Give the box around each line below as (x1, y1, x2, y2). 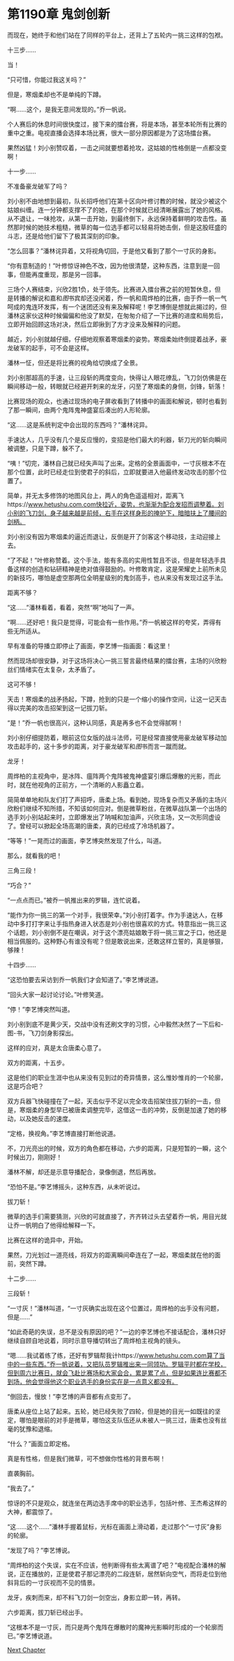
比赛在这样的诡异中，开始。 (7, 1235, 87, 1244)
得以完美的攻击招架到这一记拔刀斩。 (7, 703, 111, 712)
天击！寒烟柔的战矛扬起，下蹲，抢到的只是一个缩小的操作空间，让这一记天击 (7, 695, 227, 703)
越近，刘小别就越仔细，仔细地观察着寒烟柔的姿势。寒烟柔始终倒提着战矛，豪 (7, 335, 227, 343)
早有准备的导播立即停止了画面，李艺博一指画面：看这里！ (7, 641, 172, 650)
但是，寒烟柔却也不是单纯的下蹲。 (7, 90, 105, 99)
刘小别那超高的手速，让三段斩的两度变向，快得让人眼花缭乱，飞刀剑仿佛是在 (7, 373, 227, 382)
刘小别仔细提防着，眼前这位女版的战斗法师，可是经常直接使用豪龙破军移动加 (7, 733, 227, 742)
